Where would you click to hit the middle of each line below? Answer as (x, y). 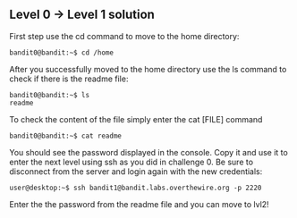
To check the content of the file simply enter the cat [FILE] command (136, 119)
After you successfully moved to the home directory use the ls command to (148, 69)
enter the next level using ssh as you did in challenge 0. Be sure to (131, 162)
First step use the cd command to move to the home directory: (124, 36)
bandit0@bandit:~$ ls (50, 95)
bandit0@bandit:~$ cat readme (66, 136)
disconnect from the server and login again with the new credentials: (136, 171)
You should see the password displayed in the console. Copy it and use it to (148, 152)
